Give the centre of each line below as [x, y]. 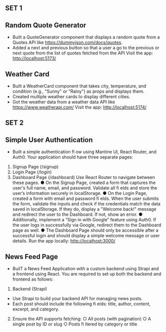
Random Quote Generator [46, 25]
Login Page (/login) [32, 172]
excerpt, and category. [36, 309]
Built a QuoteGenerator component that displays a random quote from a [86, 37]
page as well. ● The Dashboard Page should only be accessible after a [85, 230]
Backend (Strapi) [30, 289]
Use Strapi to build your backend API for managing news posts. [78, 299]
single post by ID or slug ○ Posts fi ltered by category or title [75, 324]
